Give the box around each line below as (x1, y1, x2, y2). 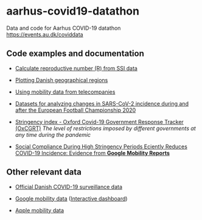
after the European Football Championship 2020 (15, 106, 136, 114)
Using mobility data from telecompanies (15, 88, 116, 95)
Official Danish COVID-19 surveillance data (15, 183, 123, 190)
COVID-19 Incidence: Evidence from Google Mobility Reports (15, 149, 170, 156)
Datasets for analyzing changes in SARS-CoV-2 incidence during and (15, 100, 189, 107)
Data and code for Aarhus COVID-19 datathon (6, 24, 121, 32)
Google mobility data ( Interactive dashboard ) (15, 194, 128, 202)
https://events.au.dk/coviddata (6, 30, 83, 38)
